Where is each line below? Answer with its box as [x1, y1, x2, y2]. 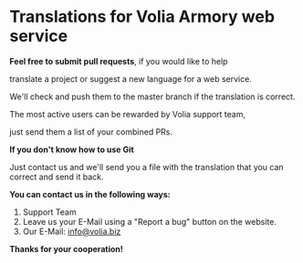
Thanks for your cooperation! [9, 243, 123, 254]
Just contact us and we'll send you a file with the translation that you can [9, 161, 285, 172]
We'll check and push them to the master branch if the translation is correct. [9, 91, 296, 102]
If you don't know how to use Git [9, 144, 134, 155]
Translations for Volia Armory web [9, 6, 276, 27]
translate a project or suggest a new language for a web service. [9, 73, 253, 84]
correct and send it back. [9, 171, 104, 182]
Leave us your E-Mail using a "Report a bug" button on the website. [22, 216, 277, 227]
